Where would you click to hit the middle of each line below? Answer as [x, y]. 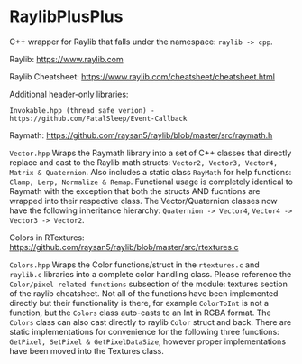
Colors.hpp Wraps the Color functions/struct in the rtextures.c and [134, 265]
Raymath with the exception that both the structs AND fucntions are [135, 191]
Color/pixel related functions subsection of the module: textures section [149, 284]
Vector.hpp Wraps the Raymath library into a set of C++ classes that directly [151, 153]
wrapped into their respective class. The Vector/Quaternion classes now [143, 201]
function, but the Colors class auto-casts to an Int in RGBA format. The [141, 313]
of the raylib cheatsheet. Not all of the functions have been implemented [144, 293]
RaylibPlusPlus [66, 17]
